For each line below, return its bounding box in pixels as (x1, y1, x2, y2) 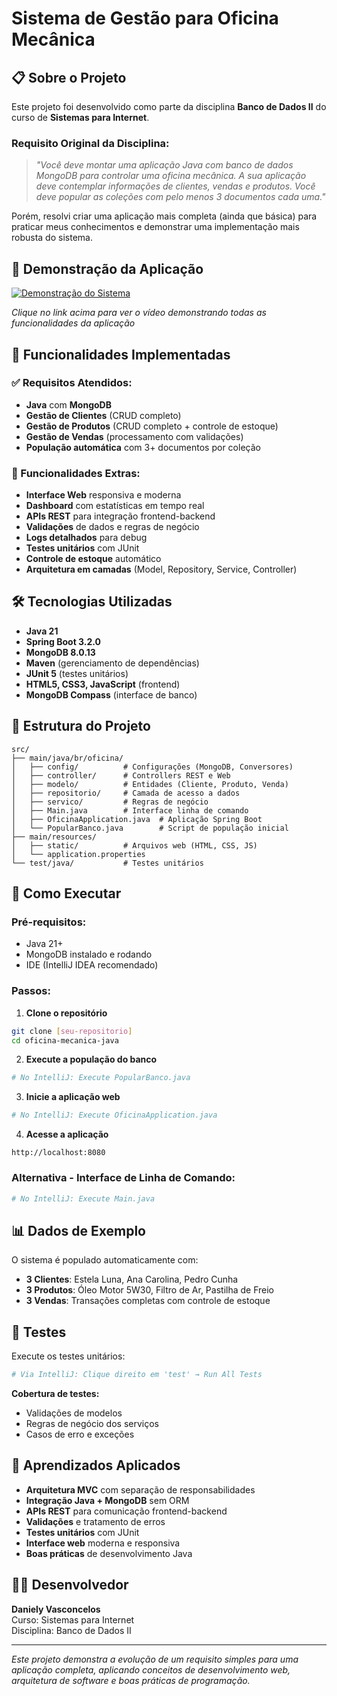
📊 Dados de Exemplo (11, 1222, 146, 1239)
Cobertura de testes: (11, 1387, 100, 1399)
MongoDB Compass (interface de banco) (25, 688, 198, 701)
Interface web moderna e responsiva (25, 1537, 181, 1549)
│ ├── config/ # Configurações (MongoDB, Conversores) (11, 762, 294, 772)
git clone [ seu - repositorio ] (11, 1026, 133, 1036)
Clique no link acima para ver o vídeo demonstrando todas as (11, 307, 267, 319)
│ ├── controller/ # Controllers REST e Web (11, 770, 231, 781)
